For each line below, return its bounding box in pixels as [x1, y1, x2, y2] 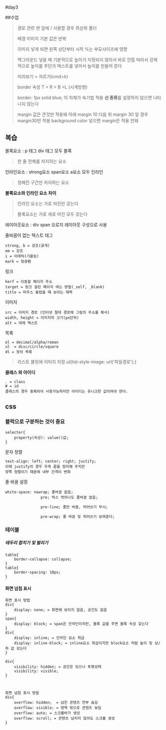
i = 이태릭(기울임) [5, 254, 39, 259]
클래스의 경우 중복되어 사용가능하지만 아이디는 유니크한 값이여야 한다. [5, 389, 128, 394]
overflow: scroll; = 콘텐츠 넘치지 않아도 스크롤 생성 [14, 716, 115, 721]
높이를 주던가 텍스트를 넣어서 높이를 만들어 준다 [30, 63, 122, 69]
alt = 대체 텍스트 [5, 320, 38, 325]
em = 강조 [5, 248, 23, 253]
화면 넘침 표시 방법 [5, 690, 39, 695]
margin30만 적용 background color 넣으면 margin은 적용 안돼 [17, 118, 139, 123]
